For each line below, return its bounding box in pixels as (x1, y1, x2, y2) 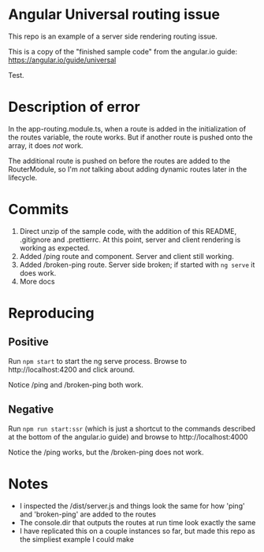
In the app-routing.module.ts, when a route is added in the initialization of (8, 124, 247, 133)
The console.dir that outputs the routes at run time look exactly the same (19, 517, 256, 527)
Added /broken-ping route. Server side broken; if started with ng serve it (19, 260, 255, 269)
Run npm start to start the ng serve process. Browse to (8, 356, 188, 365)
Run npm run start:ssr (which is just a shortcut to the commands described (8, 424, 256, 433)
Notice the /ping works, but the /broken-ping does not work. (8, 447, 204, 457)
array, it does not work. (8, 140, 84, 150)
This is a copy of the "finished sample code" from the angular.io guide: (8, 46, 238, 56)
